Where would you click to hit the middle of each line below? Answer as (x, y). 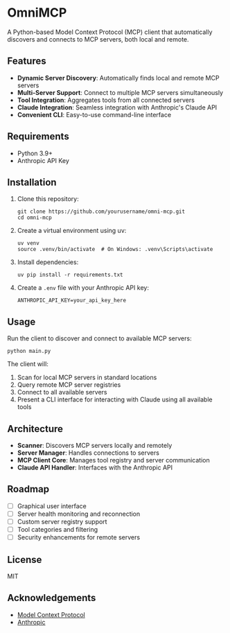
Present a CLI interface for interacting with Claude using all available (115, 399)
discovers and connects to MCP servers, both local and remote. (98, 39)
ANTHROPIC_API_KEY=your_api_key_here (72, 301)
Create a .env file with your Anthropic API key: (83, 288)
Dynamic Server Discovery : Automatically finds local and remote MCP (118, 78)
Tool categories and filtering (57, 529)
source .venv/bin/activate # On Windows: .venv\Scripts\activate (115, 250)
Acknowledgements (52, 598)
